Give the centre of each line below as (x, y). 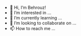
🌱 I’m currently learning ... (36, 18)
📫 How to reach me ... (32, 28)
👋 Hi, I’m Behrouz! (28, 8)
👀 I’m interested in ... (30, 13)
